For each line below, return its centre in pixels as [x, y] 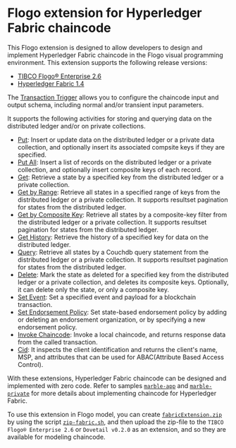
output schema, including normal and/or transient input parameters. [106, 104]
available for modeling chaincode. [56, 437]
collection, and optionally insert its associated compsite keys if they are [121, 147]
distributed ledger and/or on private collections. [76, 126]
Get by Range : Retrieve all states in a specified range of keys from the [119, 192]
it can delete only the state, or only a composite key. [93, 289]
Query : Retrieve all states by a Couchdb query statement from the [113, 252]
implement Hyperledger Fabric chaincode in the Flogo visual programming [115, 55]
